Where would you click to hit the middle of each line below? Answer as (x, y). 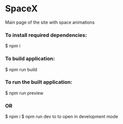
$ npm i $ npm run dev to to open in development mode (61, 117)
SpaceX (21, 9)
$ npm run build (21, 69)
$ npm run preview (24, 93)
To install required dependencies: (46, 35)
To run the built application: (39, 82)
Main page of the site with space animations (50, 22)
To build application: (30, 59)
